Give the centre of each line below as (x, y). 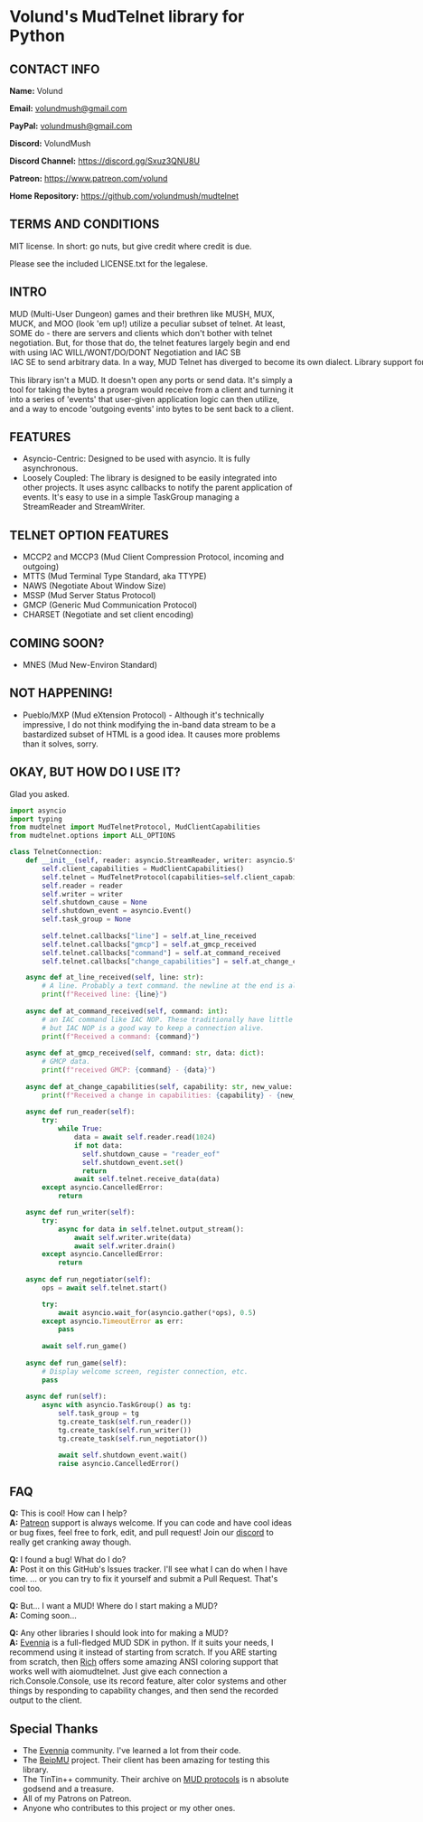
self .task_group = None (86, 919)
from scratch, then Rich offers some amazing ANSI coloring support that (144, 1662)
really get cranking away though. (70, 1542)
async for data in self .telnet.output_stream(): (151, 1229)
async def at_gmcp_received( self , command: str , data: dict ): (145, 1053)
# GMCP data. (66, 1062)
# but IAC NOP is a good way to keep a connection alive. (153, 1028)
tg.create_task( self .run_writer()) (125, 1430)
